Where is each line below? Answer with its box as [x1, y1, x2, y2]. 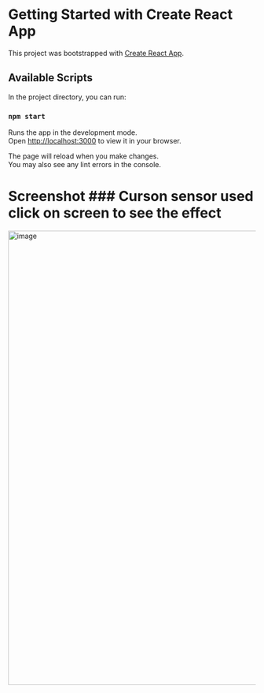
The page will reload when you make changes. [8, 151, 159, 161]
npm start [8, 112, 46, 121]
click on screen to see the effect [8, 204, 222, 222]
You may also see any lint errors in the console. [8, 160, 161, 170]
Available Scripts [8, 71, 93, 84]
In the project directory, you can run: [8, 92, 126, 102]
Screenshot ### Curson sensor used [8, 188, 254, 206]
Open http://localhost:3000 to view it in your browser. [8, 136, 182, 146]
